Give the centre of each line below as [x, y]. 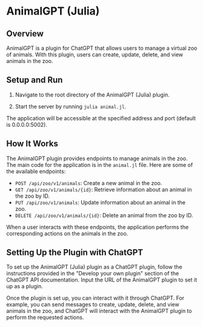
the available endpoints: [36, 171]
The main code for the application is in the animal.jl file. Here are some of [100, 164]
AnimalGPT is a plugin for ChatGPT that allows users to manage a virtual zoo [102, 48]
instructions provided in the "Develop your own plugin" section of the [93, 274]
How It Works [32, 144]
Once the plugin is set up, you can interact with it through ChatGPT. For [95, 298]
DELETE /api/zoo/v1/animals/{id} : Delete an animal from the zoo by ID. [104, 215]
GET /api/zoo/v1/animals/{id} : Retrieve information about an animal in [103, 189]
